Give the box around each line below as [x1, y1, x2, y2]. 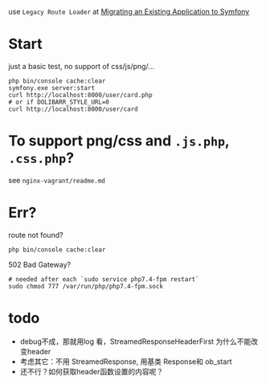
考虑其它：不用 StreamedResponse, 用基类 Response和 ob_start [19, 357, 232, 366]
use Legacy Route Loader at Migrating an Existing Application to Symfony [8, 7, 250, 16]
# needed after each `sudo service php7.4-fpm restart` [8, 275, 199, 284]
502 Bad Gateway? [8, 259, 71, 269]
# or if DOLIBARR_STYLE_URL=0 [8, 98, 110, 106]
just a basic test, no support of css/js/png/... [8, 61, 155, 71]
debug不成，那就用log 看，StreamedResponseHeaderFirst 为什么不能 [19, 337, 252, 346]
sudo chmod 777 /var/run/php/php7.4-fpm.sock [8, 282, 163, 290]
